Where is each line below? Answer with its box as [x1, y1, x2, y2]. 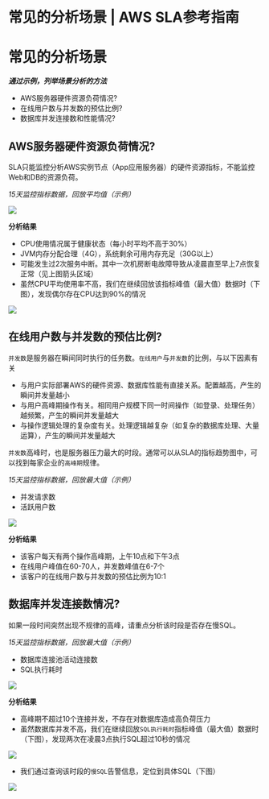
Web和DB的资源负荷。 [8, 172, 83, 182]
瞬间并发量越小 [19, 390, 70, 399]
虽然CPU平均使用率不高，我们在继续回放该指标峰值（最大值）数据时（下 [19, 279, 261, 288]
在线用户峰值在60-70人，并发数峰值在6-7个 [19, 561, 165, 571]
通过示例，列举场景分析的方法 [8, 77, 107, 86]
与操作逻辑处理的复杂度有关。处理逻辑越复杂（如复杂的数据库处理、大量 [19, 420, 259, 430]
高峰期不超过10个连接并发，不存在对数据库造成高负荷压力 [19, 714, 211, 723]
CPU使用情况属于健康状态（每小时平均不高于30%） [19, 238, 192, 248]
